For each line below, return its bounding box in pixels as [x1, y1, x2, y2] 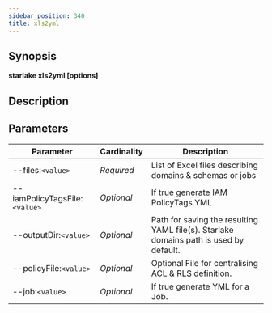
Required [100, 164, 135, 176]
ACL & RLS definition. [151, 268, 232, 279]
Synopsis [8, 49, 57, 63]
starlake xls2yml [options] [8, 70, 99, 81]
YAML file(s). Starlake [151, 224, 234, 235]
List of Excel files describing [151, 159, 259, 171]
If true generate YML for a [151, 281, 249, 292]
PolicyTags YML [151, 197, 213, 208]
